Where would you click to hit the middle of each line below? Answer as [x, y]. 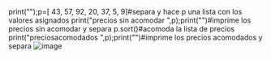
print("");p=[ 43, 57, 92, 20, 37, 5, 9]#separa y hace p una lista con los [125, 12]
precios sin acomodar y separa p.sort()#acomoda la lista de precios [122, 29]
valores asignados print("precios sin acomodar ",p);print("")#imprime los [130, 20]
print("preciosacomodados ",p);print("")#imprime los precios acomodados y [135, 37]
